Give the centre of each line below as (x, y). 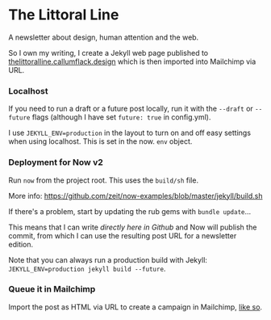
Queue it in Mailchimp (52, 289)
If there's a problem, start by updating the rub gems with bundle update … (130, 211)
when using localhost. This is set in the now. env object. (100, 141)
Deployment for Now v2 (56, 162)
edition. (21, 244)
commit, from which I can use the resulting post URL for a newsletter (123, 235)
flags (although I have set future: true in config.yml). (121, 117)
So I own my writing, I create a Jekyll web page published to (108, 53)
